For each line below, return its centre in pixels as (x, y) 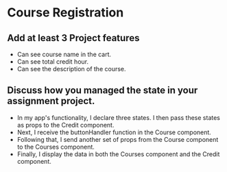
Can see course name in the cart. (64, 54)
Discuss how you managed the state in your (103, 90)
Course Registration (65, 13)
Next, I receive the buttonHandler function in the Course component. (114, 132)
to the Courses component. (56, 147)
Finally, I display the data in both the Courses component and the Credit (118, 154)
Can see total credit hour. (53, 62)
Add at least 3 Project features (73, 38)
